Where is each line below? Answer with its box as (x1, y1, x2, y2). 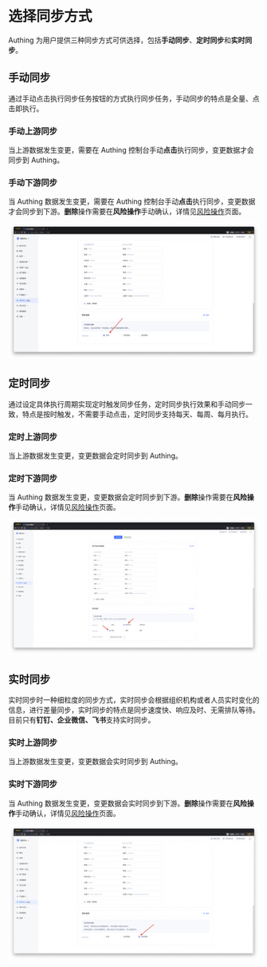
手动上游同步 (8, 125, 58, 137)
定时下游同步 (8, 473, 58, 484)
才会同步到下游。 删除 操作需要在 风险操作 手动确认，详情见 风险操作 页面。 (8, 207, 245, 217)
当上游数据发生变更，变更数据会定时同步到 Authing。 (8, 451, 183, 460)
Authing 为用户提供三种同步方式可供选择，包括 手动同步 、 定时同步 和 (8, 35, 231, 45)
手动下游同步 (8, 177, 58, 188)
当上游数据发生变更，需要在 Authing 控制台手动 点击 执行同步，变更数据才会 (8, 145, 254, 155)
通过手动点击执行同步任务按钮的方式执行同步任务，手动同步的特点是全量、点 (8, 94, 260, 103)
